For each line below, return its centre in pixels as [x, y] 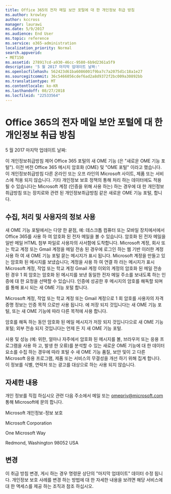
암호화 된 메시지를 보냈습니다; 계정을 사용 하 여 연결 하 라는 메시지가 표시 [82, 262]
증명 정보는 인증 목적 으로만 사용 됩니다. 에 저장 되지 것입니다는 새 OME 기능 [81, 305]
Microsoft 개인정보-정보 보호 [34, 413]
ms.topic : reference [27, 39]
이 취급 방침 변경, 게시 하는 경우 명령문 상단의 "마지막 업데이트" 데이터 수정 [79, 473]
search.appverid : [24, 53]
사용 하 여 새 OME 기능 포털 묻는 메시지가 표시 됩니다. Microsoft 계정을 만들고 [83, 256]
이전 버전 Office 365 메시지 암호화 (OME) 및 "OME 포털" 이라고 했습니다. [89, 167]
